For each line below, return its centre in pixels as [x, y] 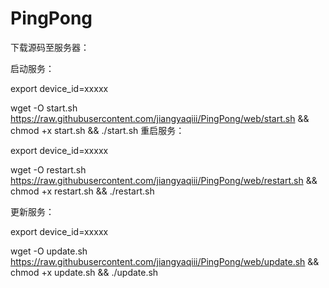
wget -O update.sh [49, 251]
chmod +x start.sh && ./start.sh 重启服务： [97, 130]
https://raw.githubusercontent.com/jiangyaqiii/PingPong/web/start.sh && [160, 118]
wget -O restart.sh [48, 169]
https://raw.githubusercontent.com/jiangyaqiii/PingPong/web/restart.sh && [164, 180]
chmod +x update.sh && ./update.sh [84, 272]
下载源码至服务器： [50, 47]
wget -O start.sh [44, 108]
